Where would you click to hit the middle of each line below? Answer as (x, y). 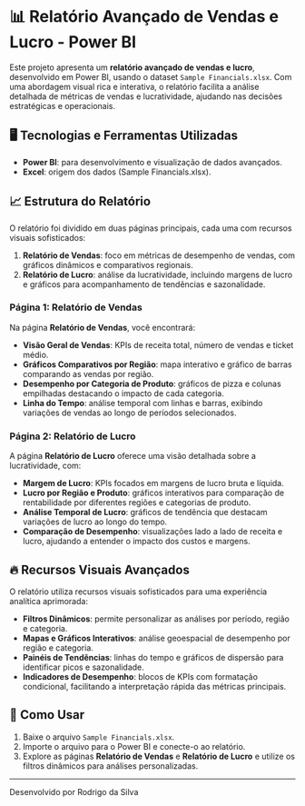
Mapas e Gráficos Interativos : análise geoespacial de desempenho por (156, 638)
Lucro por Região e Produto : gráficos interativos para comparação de (153, 493)
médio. (35, 354)
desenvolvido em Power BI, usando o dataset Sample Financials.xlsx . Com (151, 76)
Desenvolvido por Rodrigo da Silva (74, 791)
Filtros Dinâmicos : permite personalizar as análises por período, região (156, 619)
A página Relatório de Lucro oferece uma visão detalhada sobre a (133, 456)
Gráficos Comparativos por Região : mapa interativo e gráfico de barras (157, 364)
